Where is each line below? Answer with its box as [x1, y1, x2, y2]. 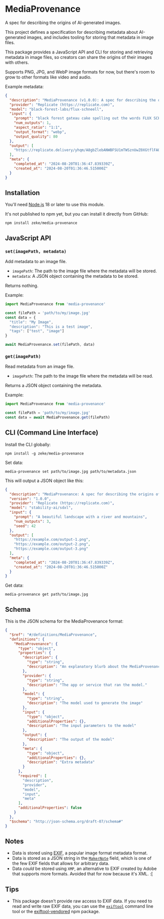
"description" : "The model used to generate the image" [26, 701, 143, 706]
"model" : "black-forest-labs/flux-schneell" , [9, 107, 104, 112]
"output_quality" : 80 [14, 134, 58, 139]
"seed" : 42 [14, 523, 36, 529]
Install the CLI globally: [5, 441, 51, 447]
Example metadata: [5, 83, 44, 89]
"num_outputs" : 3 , [14, 519, 51, 524]
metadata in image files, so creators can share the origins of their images [5, 54, 152, 60]
